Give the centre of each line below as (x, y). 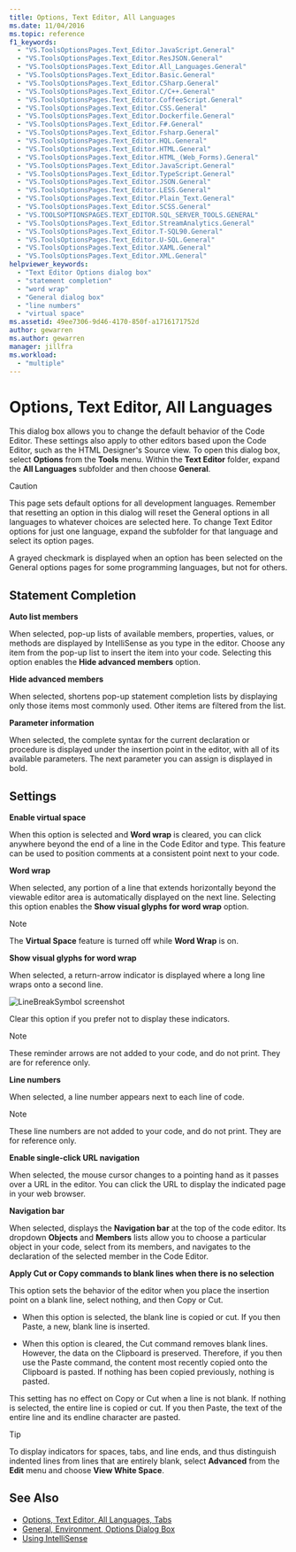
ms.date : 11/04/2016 (47, 26)
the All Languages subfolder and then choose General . (110, 469)
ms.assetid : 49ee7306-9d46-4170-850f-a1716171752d (104, 322)
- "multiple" (41, 363)
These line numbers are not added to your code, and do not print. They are (145, 1131)
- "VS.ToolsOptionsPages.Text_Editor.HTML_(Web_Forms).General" (138, 157)
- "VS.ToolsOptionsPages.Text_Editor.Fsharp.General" (118, 133)
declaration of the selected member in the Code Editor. (109, 1256)
